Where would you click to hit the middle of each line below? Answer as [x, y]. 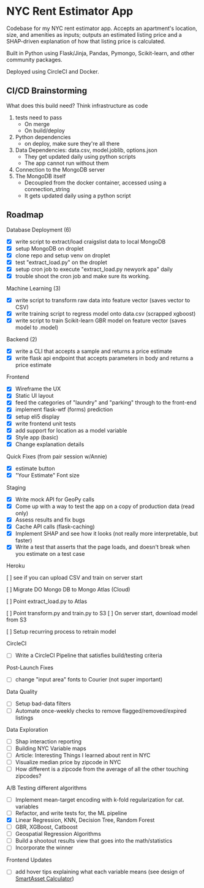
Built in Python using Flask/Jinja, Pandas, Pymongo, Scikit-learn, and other [100, 53]
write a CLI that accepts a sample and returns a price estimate [94, 351]
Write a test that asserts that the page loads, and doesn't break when [102, 547]
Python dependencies [43, 137]
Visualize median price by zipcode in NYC [68, 762]
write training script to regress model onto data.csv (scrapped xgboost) [105, 313]
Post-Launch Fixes [30, 668]
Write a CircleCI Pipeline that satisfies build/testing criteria [89, 655]
